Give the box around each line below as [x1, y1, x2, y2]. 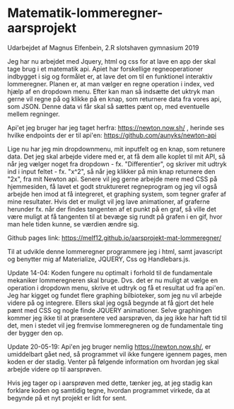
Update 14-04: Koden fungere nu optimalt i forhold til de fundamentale [7, 268, 213, 277]
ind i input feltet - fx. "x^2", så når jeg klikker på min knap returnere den [7, 167, 216, 175]
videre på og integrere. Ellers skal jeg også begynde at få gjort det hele [7, 299, 214, 307]
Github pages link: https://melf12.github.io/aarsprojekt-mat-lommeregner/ [7, 234, 221, 242]
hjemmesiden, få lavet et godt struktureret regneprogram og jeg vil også [7, 182, 218, 190]
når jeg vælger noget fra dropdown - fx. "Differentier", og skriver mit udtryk [7, 159, 228, 168]
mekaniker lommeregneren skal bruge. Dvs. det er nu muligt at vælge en [7, 276, 218, 284]
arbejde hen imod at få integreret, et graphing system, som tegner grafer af [7, 190, 226, 198]
